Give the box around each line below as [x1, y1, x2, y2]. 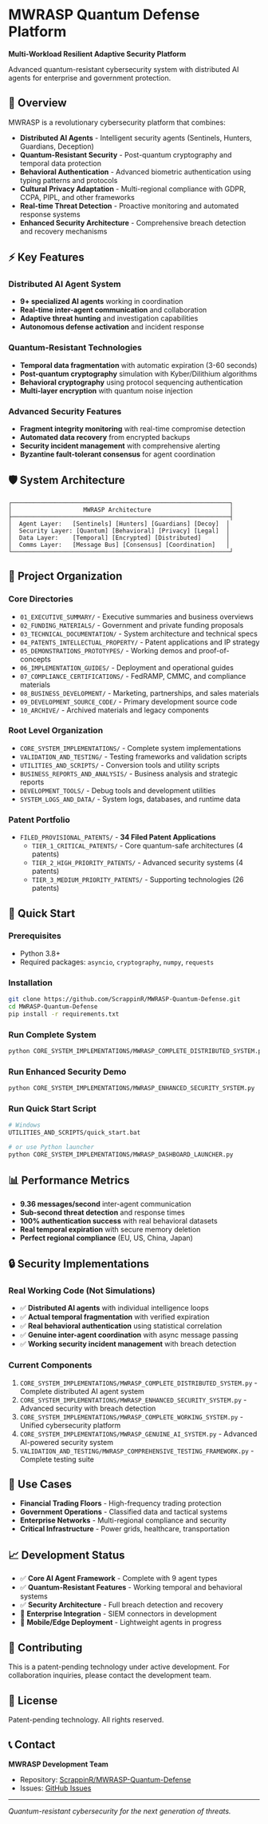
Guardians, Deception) [19, 142, 94, 151]
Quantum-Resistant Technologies [8, 342, 142, 353]
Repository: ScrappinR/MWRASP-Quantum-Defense [19, 1774, 191, 1784]
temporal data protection [19, 158, 102, 168]
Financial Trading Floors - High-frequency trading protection [19, 1499, 222, 1508]
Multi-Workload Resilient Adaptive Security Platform [8, 49, 187, 58]
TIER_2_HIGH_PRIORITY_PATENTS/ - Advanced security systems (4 [31, 858, 243, 868]
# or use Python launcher [8, 1143, 94, 1151]
